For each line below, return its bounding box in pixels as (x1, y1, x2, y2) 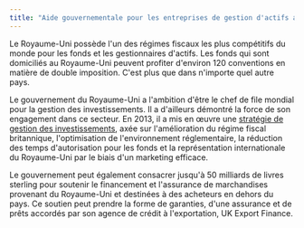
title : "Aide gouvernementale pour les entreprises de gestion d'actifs (9, 13, 290, 23)
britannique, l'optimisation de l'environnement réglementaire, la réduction (9, 132, 283, 143)
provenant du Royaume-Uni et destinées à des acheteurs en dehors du (9, 188, 274, 199)
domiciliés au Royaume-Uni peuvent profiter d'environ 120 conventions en (9, 57, 286, 68)
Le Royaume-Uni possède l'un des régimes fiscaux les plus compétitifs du (9, 38, 287, 49)
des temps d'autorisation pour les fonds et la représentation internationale (9, 142, 286, 153)
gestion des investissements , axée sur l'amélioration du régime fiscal (9, 123, 267, 134)
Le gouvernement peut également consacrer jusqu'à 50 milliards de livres (9, 169, 284, 180)
